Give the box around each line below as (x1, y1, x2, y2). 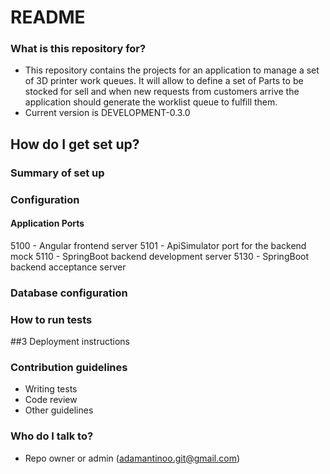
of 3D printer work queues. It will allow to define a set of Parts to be (24, 75, 304, 87)
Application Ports (10, 217, 85, 230)
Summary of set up (10, 166, 105, 180)
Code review (24, 394, 78, 406)
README (10, 6, 86, 29)
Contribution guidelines (10, 361, 128, 375)
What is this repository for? (10, 42, 147, 56)
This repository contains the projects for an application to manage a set (24, 64, 320, 76)
